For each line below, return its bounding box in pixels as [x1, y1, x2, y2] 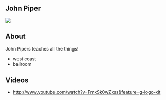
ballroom [12, 61, 32, 67]
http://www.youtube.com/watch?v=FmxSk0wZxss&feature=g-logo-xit [12, 89, 161, 95]
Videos [5, 76, 29, 85]
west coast [12, 56, 36, 62]
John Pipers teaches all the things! [5, 45, 79, 52]
